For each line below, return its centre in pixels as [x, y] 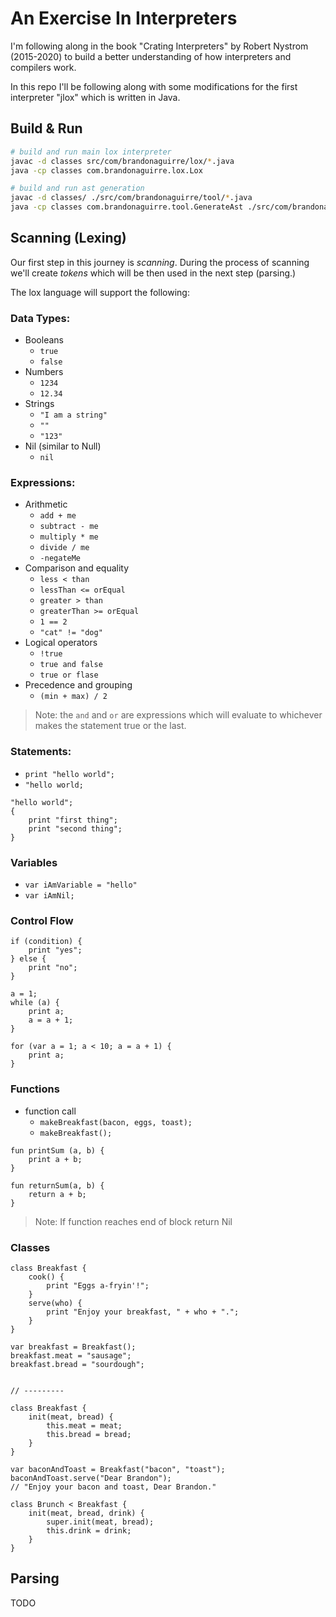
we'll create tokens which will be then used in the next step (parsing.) [153, 273]
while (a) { [35, 1003]
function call [50, 1111]
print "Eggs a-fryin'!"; [98, 1285]
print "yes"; [55, 950]
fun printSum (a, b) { [57, 1150]
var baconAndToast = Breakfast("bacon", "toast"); [118, 1469]
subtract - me [69, 527]
